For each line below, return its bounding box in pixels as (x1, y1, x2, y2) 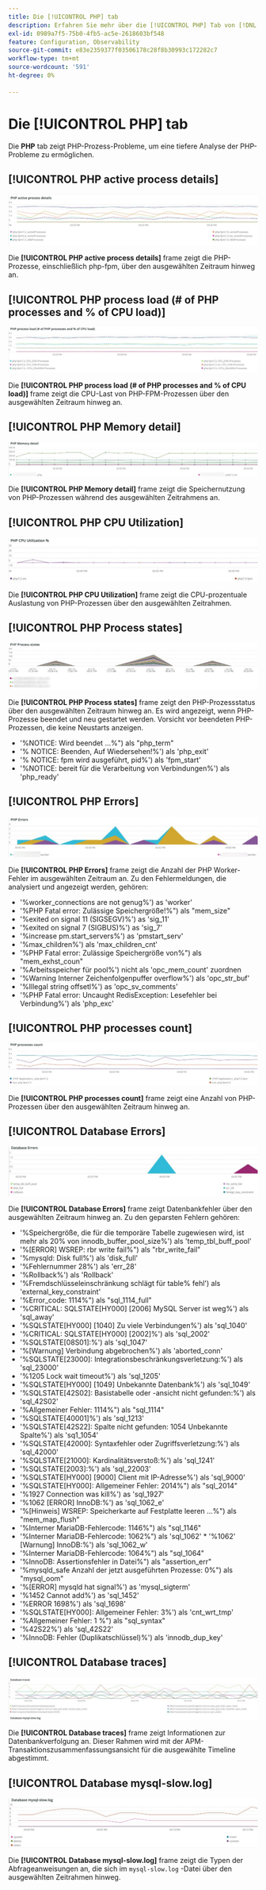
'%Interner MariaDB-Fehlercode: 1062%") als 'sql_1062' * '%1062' (19, 1531, 236, 1541)
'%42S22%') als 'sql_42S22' (19, 1624, 113, 1634)
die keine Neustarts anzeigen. (46, 723, 144, 733)
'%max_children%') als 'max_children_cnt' (19, 939, 158, 949)
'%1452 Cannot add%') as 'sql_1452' (19, 1590, 140, 1599)
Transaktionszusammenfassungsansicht (8, 1745, 140, 1754)
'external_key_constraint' (19, 1287, 101, 1296)
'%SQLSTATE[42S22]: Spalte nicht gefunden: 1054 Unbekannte (19, 1422, 228, 1431)
